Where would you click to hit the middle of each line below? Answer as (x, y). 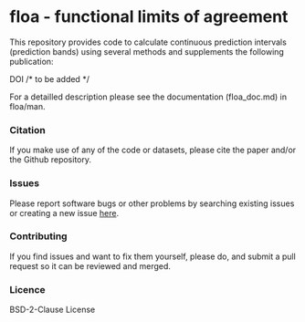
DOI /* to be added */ (49, 78)
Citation (27, 130)
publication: (32, 61)
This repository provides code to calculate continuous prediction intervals (148, 42)
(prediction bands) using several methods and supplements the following (147, 51)
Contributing (38, 236)
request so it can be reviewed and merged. (90, 265)
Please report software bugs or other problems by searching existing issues (152, 203)
